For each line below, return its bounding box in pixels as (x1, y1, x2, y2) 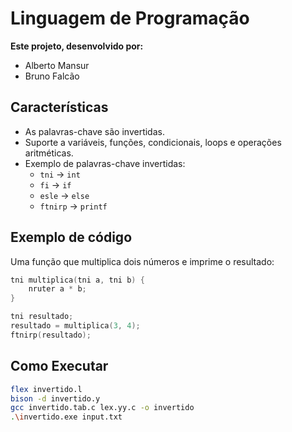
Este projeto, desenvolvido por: (10, 40, 144, 52)
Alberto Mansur (24, 59, 90, 71)
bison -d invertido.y (10, 393, 101, 404)
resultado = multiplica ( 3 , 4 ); (10, 321, 141, 331)
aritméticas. (24, 147, 74, 159)
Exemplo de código (10, 229, 133, 246)
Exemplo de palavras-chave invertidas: (24, 157, 186, 169)
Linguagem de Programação (10, 7, 250, 30)
